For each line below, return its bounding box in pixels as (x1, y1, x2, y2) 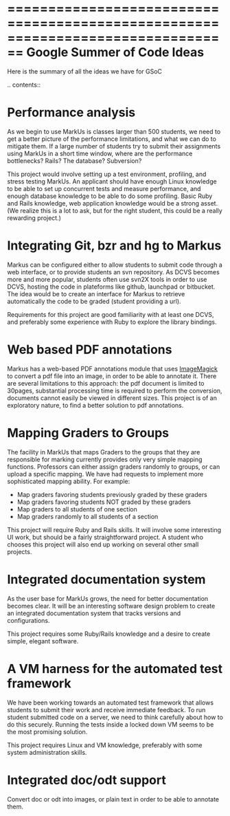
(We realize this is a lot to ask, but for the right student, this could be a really (7, 206, 223, 214)
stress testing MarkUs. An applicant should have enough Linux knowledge (7, 177, 218, 186)
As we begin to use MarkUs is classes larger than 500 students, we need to (7, 127, 221, 135)
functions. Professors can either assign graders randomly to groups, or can (7, 462, 220, 471)
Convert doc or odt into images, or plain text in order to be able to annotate (7, 795, 220, 803)
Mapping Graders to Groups (7, 425, 170, 441)
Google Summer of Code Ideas (26, 45, 205, 60)
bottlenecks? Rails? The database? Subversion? (7, 156, 142, 165)
